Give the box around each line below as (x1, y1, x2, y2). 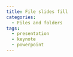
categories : (6, 14, 36, 20)
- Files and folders (11, 20, 63, 26)
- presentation (11, 31, 50, 37)
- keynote (11, 36, 36, 42)
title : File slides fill (6, 8, 68, 15)
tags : (6, 25, 20, 31)
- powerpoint (11, 42, 44, 48)
